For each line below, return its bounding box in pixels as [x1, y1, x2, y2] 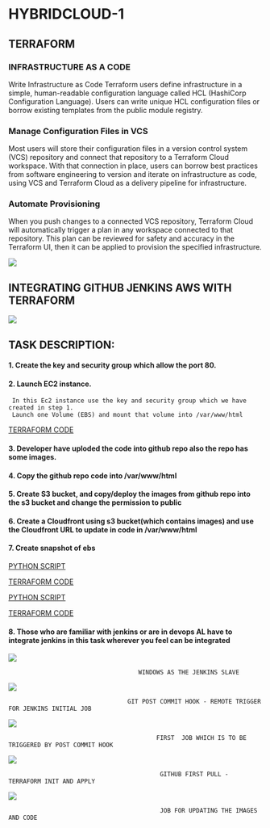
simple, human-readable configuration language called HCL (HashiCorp [8, 88, 247, 98]
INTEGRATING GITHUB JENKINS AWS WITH [8, 280, 232, 295]
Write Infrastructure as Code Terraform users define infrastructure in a [8, 79, 243, 89]
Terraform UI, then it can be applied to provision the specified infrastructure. [8, 242, 262, 252]
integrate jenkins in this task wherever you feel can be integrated [8, 635, 231, 645]
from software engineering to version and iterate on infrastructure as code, [8, 170, 258, 179]
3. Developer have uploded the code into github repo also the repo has [8, 443, 248, 453]
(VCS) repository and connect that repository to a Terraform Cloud [8, 153, 230, 162]
